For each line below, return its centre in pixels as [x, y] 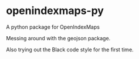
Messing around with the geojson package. [58, 38]
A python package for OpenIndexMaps [53, 27]
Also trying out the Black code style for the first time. [70, 49]
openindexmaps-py [55, 11]
